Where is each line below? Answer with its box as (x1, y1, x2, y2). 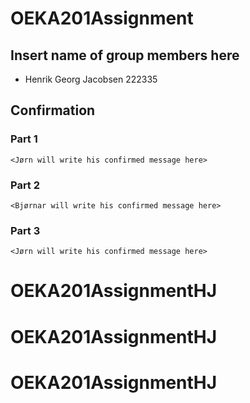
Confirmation (10, 102, 96, 119)
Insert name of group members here (10, 47, 240, 64)
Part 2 (10, 178, 41, 192)
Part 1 (10, 132, 38, 146)
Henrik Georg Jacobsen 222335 (24, 73, 158, 85)
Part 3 (10, 223, 41, 237)
